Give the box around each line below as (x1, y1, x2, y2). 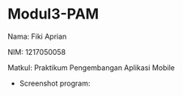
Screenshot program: (19, 78, 91, 88)
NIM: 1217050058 (7, 47, 66, 56)
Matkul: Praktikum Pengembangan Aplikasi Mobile (7, 62, 175, 73)
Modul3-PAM (7, 5, 99, 23)
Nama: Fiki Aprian (7, 31, 67, 41)
